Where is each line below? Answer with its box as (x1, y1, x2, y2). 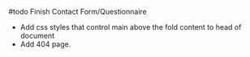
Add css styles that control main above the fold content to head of (19, 22, 242, 31)
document (19, 31, 55, 40)
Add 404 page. (19, 39, 71, 49)
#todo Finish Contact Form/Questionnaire (8, 7, 148, 16)
